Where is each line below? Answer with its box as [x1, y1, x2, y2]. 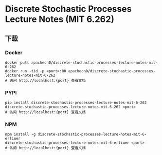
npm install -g [5, 132, 36, 137]
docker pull [5, 60, 29, 65]
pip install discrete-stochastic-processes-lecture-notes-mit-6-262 [5, 101, 147, 105]
